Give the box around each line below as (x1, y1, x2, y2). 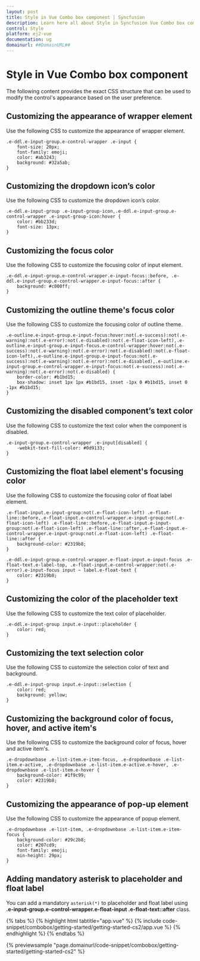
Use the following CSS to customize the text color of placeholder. (6, 610, 167, 617)
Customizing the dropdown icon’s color (6, 181, 155, 191)
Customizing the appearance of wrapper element (6, 111, 193, 121)
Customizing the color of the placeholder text (6, 594, 179, 604)
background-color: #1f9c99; (17, 772, 86, 779)
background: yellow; (17, 692, 68, 698)
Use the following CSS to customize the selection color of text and (6, 664, 169, 671)
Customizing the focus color (6, 246, 114, 256)
